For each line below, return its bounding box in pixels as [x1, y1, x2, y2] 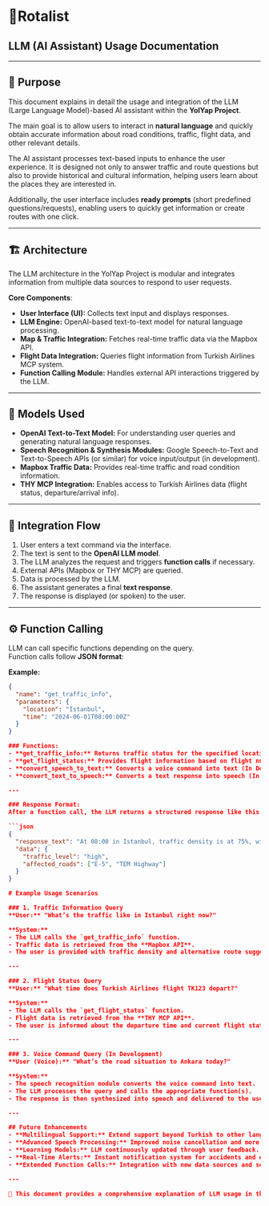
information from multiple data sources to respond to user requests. [8, 277, 232, 287]
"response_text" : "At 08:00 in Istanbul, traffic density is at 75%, [15, 837, 252, 845]
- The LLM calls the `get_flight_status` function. [8, 1006, 184, 1014]
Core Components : [8, 293, 73, 302]
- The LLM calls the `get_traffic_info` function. [8, 933, 181, 941]
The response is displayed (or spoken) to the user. [19, 591, 187, 601]
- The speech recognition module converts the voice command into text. [8, 1079, 256, 1087]
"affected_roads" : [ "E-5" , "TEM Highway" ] [22, 860, 167, 868]
